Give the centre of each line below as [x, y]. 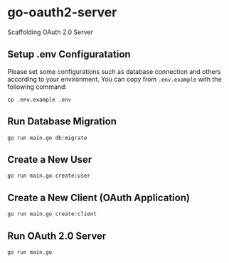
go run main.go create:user [49, 176]
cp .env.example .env [39, 100]
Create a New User [50, 160]
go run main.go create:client [52, 214]
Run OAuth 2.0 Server [57, 236]
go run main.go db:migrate [47, 138]
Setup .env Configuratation [69, 54]
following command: [37, 87]
